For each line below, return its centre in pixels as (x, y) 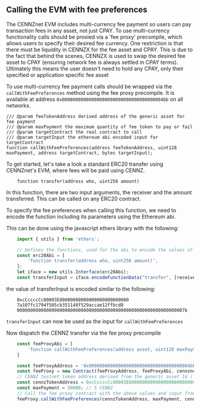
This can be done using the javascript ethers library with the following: (93, 228)
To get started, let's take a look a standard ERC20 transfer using (85, 164)
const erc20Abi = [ (41, 255)
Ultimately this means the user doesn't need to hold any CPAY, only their (95, 69)
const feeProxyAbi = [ (45, 344)
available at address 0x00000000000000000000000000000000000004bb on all (95, 99)
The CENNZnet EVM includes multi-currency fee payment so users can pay (99, 24)
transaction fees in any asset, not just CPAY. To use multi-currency (88, 30)
